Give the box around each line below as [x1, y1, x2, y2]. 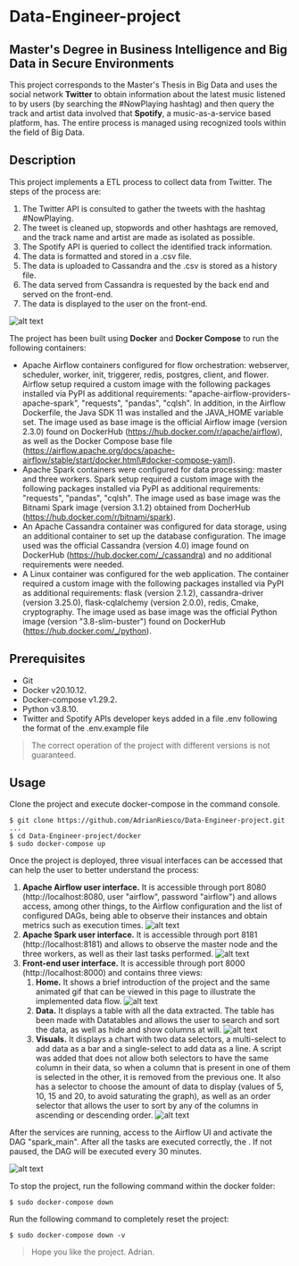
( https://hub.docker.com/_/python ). [21, 625, 152, 636]
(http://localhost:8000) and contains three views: [21, 968, 203, 978]
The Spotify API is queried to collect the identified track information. [21, 241, 273, 252]
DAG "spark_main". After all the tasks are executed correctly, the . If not [9, 1136, 272, 1147]
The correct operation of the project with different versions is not [30, 740, 270, 750]
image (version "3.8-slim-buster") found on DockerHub [21, 616, 226, 626]
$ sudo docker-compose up [9, 840, 105, 849]
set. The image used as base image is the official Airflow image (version [21, 416, 287, 427]
